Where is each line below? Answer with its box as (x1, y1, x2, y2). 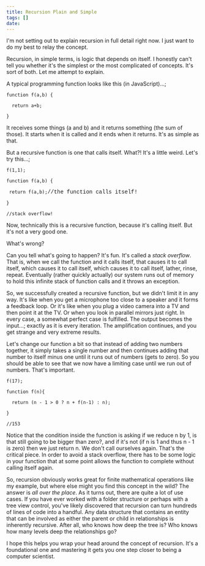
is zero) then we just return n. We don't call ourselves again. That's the (6, 444, 185, 452)
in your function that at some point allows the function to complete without (6, 458, 195, 465)
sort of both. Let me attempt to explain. (6, 68, 105, 76)
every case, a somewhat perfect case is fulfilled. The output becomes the (6, 315, 193, 323)
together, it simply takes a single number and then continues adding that (6, 347, 188, 355)
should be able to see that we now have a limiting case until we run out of (6, 360, 192, 367)
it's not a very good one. (6, 228, 69, 235)
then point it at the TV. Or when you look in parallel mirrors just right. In (6, 309, 185, 317)
